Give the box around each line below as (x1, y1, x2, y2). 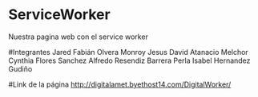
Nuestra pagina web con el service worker (8, 32, 148, 41)
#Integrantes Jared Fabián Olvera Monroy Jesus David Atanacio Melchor (8, 47, 248, 56)
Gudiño (8, 64, 33, 73)
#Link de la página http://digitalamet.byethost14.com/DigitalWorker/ (8, 80, 232, 89)
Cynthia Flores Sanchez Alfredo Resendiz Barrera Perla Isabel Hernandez (8, 56, 251, 65)
